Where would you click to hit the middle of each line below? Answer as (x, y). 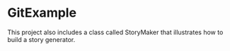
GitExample (42, 13)
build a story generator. (41, 39)
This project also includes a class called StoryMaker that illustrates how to (115, 32)
